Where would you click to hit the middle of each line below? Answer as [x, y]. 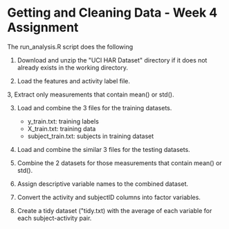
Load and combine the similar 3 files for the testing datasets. [103, 149]
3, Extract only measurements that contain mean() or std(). [91, 94]
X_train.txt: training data [62, 128]
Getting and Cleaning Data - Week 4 [112, 13]
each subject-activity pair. [54, 218]
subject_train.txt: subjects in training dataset [91, 136]
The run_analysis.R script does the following [70, 46]
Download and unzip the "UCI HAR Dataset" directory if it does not [112, 60]
